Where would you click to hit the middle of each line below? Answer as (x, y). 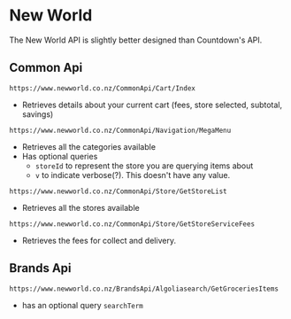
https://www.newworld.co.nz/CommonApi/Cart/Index (103, 88)
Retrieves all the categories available (89, 146)
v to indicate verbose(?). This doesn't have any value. (133, 175)
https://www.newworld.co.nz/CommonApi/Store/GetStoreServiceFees (132, 224)
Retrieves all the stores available (80, 207)
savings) (38, 114)
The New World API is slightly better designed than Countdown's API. (136, 40)
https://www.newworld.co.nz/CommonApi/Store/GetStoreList (118, 191)
